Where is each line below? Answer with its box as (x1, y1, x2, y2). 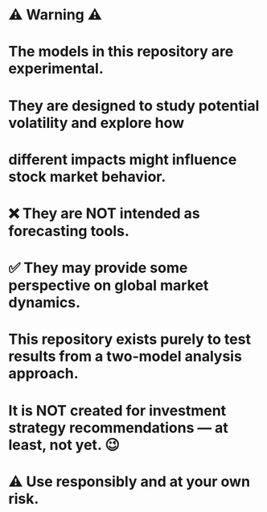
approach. (8, 365, 79, 383)
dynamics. (8, 294, 81, 312)
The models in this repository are (8, 43, 234, 61)
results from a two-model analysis (8, 348, 243, 365)
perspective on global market (8, 276, 209, 295)
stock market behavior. (8, 167, 166, 186)
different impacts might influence (8, 151, 237, 168)
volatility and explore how (8, 114, 185, 132)
